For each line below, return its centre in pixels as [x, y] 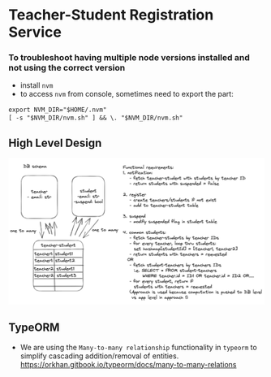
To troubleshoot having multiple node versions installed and [129, 58]
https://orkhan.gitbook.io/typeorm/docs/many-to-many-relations [128, 364]
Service [35, 32]
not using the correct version [67, 68]
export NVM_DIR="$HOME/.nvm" [58, 110]
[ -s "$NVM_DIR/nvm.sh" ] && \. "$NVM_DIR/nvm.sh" [96, 118]
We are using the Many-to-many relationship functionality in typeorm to [138, 347]
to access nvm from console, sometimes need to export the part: [127, 94]
